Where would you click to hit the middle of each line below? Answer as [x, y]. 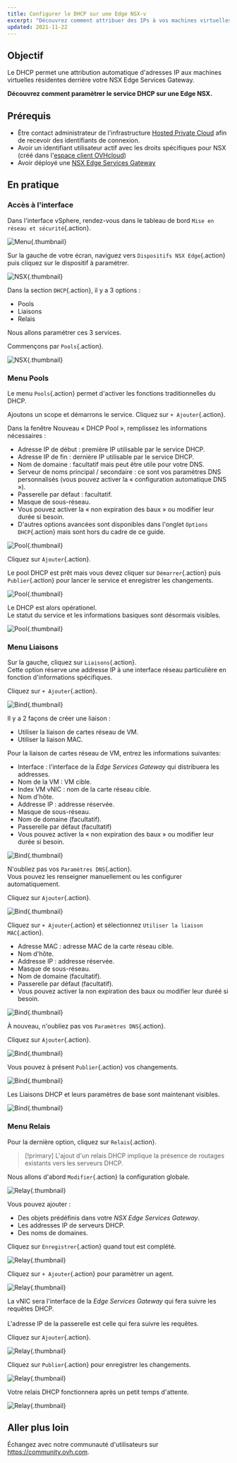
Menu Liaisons [33, 647]
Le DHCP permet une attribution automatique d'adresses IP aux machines [115, 73]
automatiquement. [34, 884]
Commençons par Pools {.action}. [55, 346]
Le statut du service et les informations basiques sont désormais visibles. [114, 615]
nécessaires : [27, 435]
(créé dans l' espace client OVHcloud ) [72, 155]
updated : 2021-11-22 [38, 27]
